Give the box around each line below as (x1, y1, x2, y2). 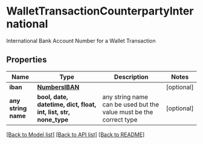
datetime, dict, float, (37, 100, 97, 108)
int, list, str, (37, 108, 71, 116)
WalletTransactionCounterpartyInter (6, 4, 194, 18)
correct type (102, 115, 138, 123)
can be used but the (102, 100, 159, 108)
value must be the (102, 108, 153, 116)
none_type (37, 115, 69, 123)
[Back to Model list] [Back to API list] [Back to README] (6, 131, 145, 138)
